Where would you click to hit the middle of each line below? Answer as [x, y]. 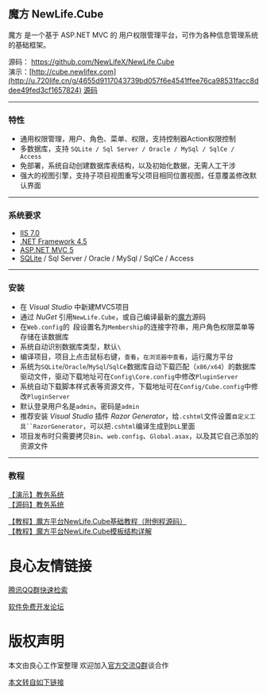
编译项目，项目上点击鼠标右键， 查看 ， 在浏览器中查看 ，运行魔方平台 [126, 357]
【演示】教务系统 [36, 494]
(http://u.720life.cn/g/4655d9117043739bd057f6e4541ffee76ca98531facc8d [133, 80]
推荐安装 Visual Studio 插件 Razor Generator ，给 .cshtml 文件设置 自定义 [135, 416]
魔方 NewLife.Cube [56, 14]
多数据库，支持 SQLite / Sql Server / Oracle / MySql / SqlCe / [127, 148]
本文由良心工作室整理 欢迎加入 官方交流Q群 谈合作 [89, 665]
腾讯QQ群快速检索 [38, 589]
